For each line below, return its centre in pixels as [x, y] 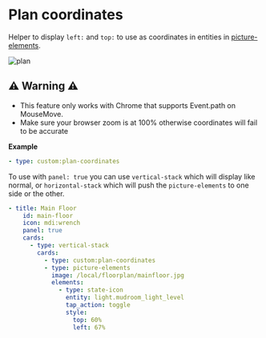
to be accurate [44, 131]
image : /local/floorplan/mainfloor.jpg [117, 275]
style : [77, 312]
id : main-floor [48, 215]
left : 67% [89, 327]
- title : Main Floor [43, 208]
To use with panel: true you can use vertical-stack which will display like [132, 176]
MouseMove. [42, 114]
